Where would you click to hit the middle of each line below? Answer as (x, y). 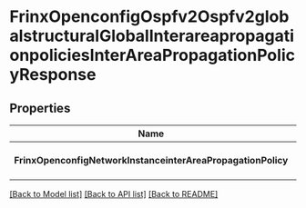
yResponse (53, 75)
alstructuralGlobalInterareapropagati (152, 36)
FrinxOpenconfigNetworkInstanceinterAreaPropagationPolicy (151, 160)
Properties (40, 108)
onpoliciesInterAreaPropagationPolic (153, 55)
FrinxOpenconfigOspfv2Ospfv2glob (149, 17)
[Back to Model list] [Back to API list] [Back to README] (114, 194)
